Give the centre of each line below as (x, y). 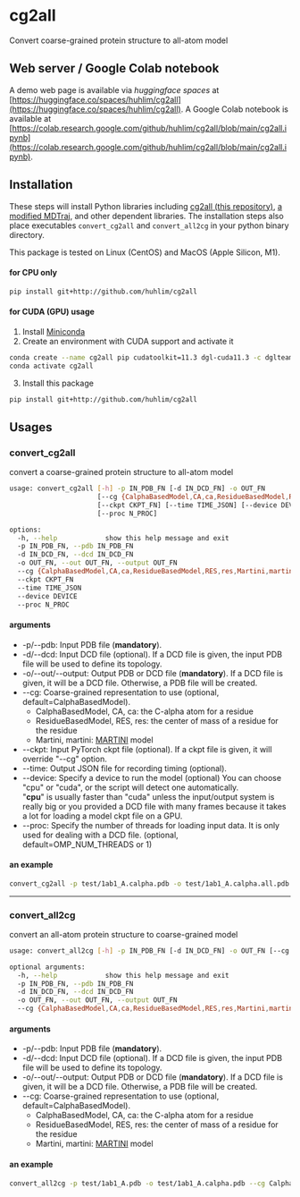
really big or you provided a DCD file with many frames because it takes (154, 806)
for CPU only (33, 273)
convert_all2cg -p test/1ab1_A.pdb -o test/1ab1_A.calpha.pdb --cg (137, 1183)
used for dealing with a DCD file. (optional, (100, 835)
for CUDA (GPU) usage (52, 312)
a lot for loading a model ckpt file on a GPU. (102, 816)
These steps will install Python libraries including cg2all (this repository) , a (146, 206)
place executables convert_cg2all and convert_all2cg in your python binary (149, 225)
